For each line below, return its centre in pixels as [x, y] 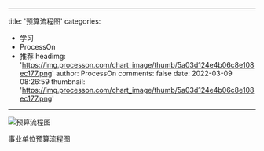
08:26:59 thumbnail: [52, 82]
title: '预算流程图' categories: [55, 21]
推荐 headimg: [43, 56]
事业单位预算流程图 [39, 139]
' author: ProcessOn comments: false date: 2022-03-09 [143, 73]
